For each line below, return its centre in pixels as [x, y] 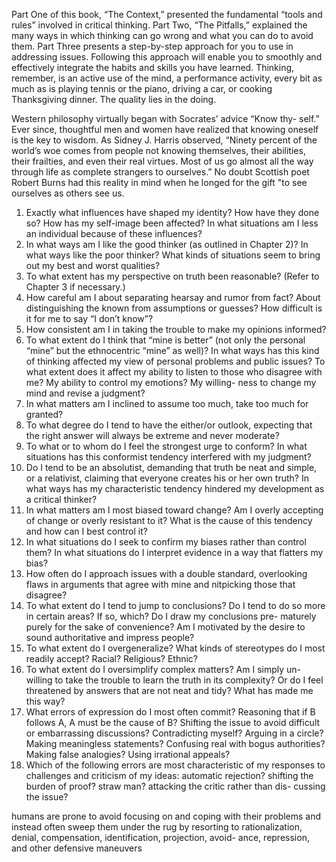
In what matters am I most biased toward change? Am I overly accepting [174, 510]
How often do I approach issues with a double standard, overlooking [166, 573]
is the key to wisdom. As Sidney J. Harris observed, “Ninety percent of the [164, 140]
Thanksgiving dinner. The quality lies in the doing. [114, 99]
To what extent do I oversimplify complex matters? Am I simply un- [163, 669]
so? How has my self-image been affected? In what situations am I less [172, 223]
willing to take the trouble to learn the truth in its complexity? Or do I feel [174, 680]
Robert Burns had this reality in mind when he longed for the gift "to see [159, 182]
